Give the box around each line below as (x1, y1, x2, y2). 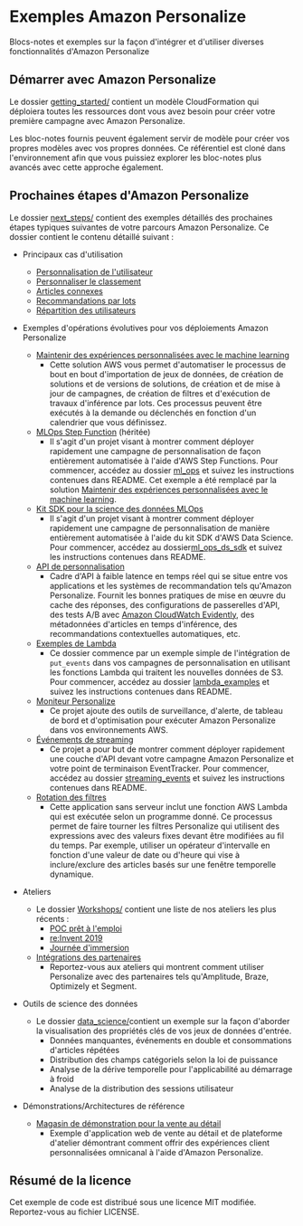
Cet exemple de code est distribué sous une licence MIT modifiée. (9, 1197, 257, 1208)
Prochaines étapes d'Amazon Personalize (9, 188, 250, 204)
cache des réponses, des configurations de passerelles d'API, (49, 599, 280, 610)
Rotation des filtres (35, 792, 107, 803)
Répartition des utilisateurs (35, 305, 137, 316)
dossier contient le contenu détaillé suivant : (9, 231, 175, 242)
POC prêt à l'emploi (49, 923, 122, 934)
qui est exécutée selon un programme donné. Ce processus (49, 811, 273, 822)
